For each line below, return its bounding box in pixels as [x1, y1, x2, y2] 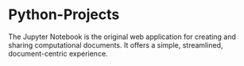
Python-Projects [8, 6, 120, 24]
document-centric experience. [8, 49, 109, 58]
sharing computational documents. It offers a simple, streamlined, [8, 40, 223, 49]
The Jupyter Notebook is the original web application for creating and [8, 32, 236, 41]
